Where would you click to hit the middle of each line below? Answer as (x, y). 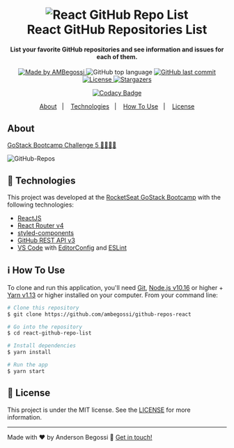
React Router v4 (40, 225)
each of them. (117, 56)
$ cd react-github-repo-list (49, 333)
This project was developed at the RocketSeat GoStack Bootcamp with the (114, 198)
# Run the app (28, 365)
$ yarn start (26, 371)
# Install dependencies (42, 346)
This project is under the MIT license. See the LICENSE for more (99, 410)
